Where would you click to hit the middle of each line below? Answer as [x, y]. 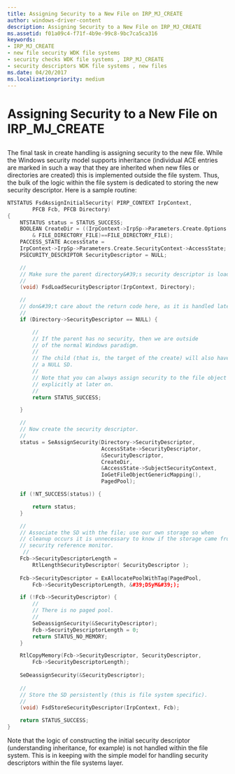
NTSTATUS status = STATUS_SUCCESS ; [72, 222]
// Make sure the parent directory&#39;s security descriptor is [117, 274]
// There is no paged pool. [73, 610]
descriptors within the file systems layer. [65, 763]
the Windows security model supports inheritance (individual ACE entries [113, 160]
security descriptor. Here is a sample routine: [72, 189]
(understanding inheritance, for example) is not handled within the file [108, 748]
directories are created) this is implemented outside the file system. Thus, [113, 175]
